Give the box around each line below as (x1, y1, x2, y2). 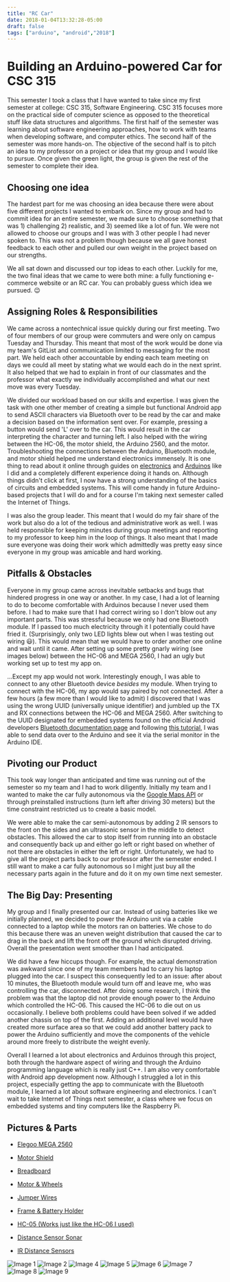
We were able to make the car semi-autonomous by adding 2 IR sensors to (7, 819, 218, 827)
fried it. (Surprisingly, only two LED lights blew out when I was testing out (7, 630, 214, 638)
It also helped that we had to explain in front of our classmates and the (7, 368, 207, 376)
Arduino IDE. (7, 737, 43, 746)
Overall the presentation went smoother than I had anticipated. (7, 944, 184, 952)
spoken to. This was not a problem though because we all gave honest (7, 236, 207, 244)
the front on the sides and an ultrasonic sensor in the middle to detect (7, 825, 205, 834)
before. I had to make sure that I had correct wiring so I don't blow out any (7, 608, 218, 616)
